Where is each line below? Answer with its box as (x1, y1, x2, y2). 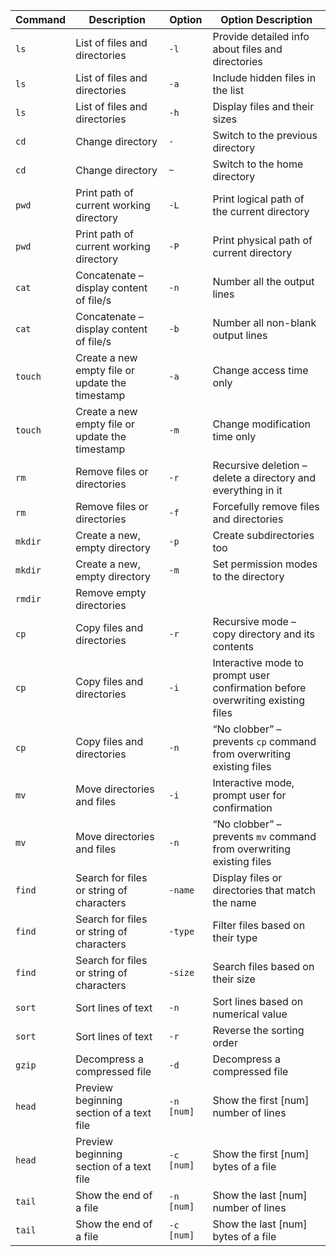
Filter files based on (212, 919, 306, 932)
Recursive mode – (212, 615, 297, 628)
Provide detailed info (212, 30, 310, 43)
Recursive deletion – (212, 459, 308, 472)
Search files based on (212, 960, 315, 973)
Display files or (212, 871, 283, 884)
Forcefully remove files (212, 500, 320, 513)
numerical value (212, 1007, 288, 1021)
